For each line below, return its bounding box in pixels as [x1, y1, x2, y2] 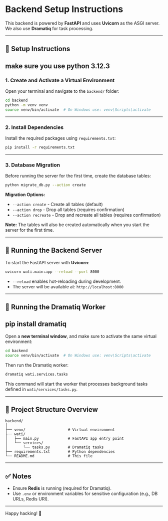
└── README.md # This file [5, 454, 93, 459]
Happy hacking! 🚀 [5, 510, 42, 516]
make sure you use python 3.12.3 [5, 62, 110, 70]
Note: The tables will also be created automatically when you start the [5, 222, 150, 228]
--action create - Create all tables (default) [12, 201, 103, 207]
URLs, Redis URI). [12, 496, 49, 502]
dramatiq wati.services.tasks [5, 372, 68, 377]
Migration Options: [5, 192, 45, 198]
